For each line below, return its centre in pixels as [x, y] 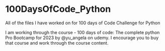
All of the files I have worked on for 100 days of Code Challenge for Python [83, 23]
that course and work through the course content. [57, 43]
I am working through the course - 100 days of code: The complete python [82, 32]
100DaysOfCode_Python [58, 9]
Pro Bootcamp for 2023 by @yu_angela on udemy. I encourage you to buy [82, 38]
